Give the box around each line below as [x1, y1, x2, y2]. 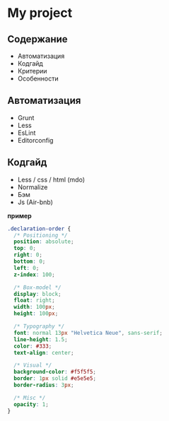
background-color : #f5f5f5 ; [13, 369, 97, 376]
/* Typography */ [13, 323, 65, 330]
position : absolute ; [13, 238, 74, 245]
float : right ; [13, 297, 55, 304]
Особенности [17, 74, 59, 83]
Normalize [17, 182, 48, 191]
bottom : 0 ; [13, 258, 46, 265]
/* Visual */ [13, 362, 52, 369]
